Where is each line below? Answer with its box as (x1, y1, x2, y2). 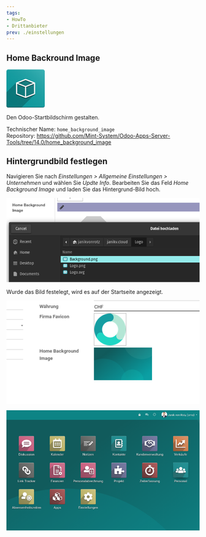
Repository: (6, 132, 36, 140)
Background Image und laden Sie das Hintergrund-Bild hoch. (6, 186, 161, 193)
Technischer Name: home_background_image (6, 126, 115, 133)
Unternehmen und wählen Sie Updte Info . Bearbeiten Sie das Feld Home (6, 179, 189, 186)
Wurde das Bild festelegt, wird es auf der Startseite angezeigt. (6, 288, 164, 295)
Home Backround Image (6, 53, 101, 63)
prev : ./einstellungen (6, 29, 64, 36)
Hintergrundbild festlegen (6, 156, 108, 167)
